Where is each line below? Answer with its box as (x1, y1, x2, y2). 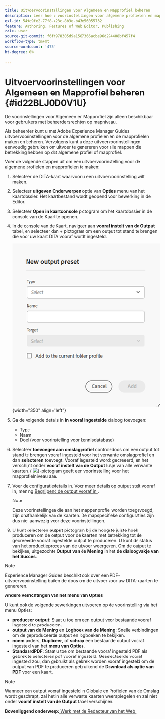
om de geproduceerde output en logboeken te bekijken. (12, 632, 125, 638)
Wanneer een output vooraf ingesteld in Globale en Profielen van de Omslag (5, 688, 159, 694)
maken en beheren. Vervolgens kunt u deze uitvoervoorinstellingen (5, 139, 141, 145)
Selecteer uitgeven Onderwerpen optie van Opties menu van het (12, 188, 145, 194)
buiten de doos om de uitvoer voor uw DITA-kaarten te (47, 578, 158, 584)
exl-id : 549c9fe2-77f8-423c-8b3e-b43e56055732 (5, 18, 102, 23)
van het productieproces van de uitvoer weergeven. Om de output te (12, 543, 151, 549)
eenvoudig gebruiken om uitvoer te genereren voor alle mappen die (5, 144, 142, 150)
